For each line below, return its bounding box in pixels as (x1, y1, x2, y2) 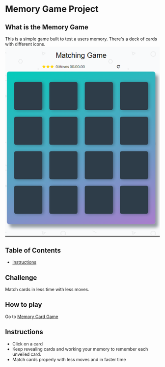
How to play (5, 300, 42, 309)
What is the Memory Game (5, 23, 88, 31)
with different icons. (5, 41, 46, 47)
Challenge (5, 273, 37, 282)
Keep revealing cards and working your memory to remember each (12, 346, 148, 352)
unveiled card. (12, 351, 41, 357)
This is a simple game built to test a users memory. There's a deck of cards (5, 36, 157, 42)
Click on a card (12, 341, 43, 346)
